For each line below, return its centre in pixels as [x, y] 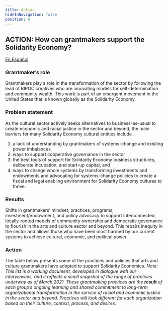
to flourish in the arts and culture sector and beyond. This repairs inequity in [84, 226]
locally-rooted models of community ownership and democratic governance [84, 221]
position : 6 [18, 19]
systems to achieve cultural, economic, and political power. [66, 237]
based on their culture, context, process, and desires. [61, 303]
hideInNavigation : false [31, 15]
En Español [17, 59]
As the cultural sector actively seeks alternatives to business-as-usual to [80, 123]
